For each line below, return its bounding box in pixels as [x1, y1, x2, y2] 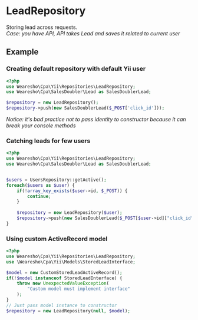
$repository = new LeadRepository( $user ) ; [16, 210, 123, 216]
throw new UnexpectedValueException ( [16, 281, 110, 286]
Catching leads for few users [6, 137, 91, 145]
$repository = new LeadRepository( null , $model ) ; [6, 308, 131, 314]
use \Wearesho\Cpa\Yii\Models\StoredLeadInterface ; [6, 259, 136, 265]
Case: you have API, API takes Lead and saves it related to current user [6, 29, 180, 37]
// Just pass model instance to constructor [6, 302, 117, 308]
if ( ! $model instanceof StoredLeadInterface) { [6, 275, 123, 281]
